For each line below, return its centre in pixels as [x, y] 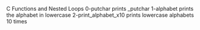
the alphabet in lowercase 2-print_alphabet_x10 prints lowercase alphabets [100, 15]
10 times [17, 21]
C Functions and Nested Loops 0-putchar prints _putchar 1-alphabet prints [100, 9]
